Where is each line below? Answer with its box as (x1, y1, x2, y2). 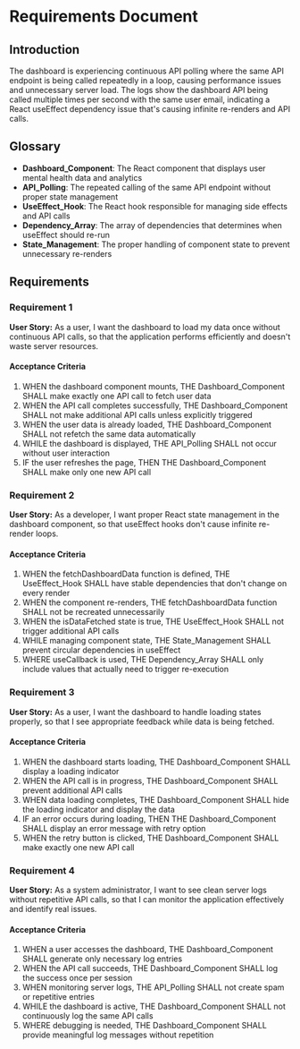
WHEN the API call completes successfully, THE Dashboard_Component (21, 400, 288, 411)
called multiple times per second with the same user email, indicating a (9, 94, 271, 105)
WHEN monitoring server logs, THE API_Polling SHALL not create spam (21, 982, 285, 993)
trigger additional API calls (21, 626, 120, 636)
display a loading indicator (21, 765, 120, 776)
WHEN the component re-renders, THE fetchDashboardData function (21, 597, 278, 608)
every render (21, 588, 71, 599)
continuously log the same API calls (21, 1011, 154, 1021)
